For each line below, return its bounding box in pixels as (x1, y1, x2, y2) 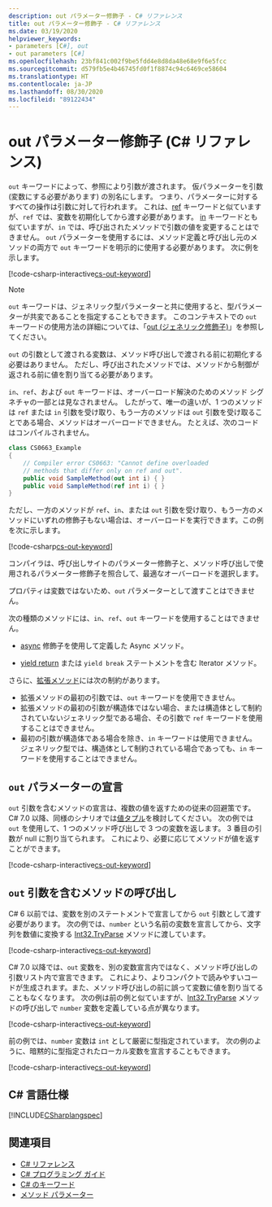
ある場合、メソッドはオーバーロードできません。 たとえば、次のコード (22, 418, 259, 427)
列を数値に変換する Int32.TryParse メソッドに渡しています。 (8, 929, 210, 938)
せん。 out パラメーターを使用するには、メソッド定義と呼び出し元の (22, 233, 251, 243)
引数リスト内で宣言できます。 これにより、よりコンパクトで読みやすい (8, 972, 244, 982)
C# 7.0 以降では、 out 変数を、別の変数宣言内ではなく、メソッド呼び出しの (8, 962, 258, 972)
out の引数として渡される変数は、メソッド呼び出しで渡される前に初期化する (8, 349, 263, 359)
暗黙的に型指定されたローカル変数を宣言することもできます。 (29, 1046, 235, 1056)
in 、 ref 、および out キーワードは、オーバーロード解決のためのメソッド (8, 387, 248, 397)
